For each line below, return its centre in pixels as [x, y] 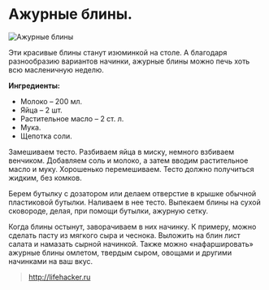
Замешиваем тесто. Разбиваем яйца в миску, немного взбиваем [121, 152]
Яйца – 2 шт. [41, 110]
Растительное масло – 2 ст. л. [72, 118]
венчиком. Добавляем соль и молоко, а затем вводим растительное [128, 160]
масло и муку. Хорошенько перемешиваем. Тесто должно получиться [131, 169]
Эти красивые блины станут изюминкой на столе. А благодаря [118, 52]
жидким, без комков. [46, 178]
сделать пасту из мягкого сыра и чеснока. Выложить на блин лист [125, 235]
